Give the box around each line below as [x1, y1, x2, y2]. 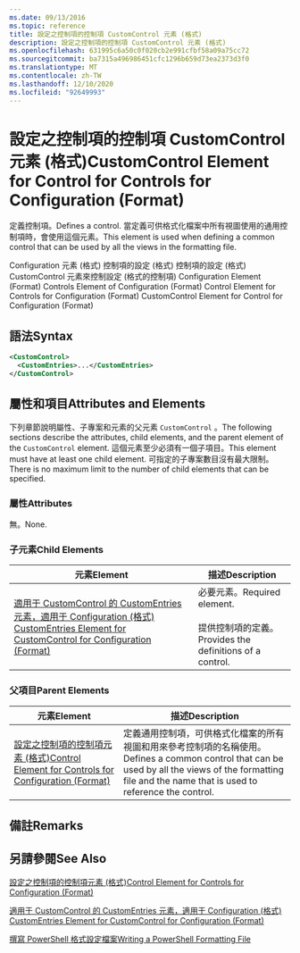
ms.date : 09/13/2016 [9, 13, 87, 22]
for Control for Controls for [9, 171, 212, 191]
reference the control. [123, 785, 214, 798]
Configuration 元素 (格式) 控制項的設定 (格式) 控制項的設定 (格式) [9, 260, 247, 271]
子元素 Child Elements [9, 543, 104, 556]
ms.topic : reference [9, 21, 87, 30]
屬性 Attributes [9, 497, 73, 509]
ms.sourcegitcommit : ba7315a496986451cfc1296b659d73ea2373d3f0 [9, 54, 250, 63]
